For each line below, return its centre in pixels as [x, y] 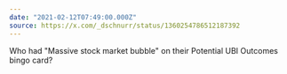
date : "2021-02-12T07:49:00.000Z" [73, 17]
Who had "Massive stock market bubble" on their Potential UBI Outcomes [143, 50]
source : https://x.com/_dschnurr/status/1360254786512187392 [125, 26]
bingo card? [31, 60]
